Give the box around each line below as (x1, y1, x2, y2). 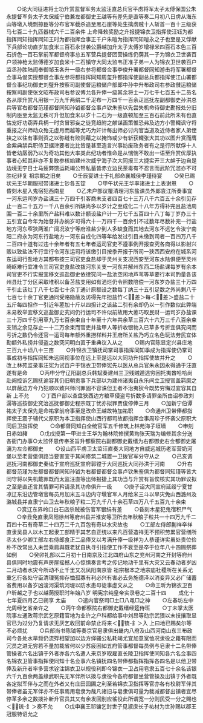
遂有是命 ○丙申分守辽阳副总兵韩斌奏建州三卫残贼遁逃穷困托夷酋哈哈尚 (6, 369, 193, 376)
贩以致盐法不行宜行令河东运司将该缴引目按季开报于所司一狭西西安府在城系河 (6, 248, 197, 255)
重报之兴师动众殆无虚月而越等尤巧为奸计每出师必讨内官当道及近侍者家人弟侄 (6, 127, 197, 133)
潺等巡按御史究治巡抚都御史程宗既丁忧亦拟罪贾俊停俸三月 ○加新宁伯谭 (6, 400, 193, 406)
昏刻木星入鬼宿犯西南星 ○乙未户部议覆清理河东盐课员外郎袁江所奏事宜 (6, 187, 193, 194)
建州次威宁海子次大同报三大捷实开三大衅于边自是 (74, 157, 197, 164)
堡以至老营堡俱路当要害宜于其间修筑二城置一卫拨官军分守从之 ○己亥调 (6, 452, 193, 460)
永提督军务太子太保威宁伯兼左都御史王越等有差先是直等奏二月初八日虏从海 (6, 13, 192, 20)
